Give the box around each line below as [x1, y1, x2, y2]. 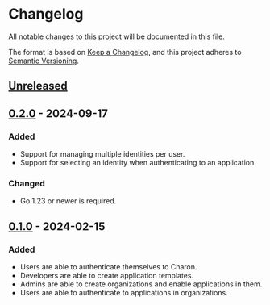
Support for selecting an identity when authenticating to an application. [19, 158, 256, 168]
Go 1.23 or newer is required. [19, 196, 117, 206]
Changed [8, 178, 46, 189]
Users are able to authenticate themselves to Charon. [19, 262, 197, 271]
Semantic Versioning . [8, 56, 79, 65]
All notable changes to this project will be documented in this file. [8, 31, 226, 41]
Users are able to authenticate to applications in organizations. [19, 288, 228, 297]
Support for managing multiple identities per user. [19, 149, 185, 159]
